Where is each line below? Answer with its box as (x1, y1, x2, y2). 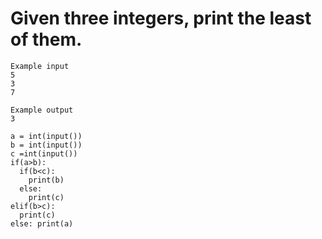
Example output (10, 105, 74, 115)
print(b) (28, 175, 65, 185)
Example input (10, 61, 70, 71)
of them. (10, 28, 83, 51)
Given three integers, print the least (10, 7, 312, 30)
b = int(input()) (10, 140, 83, 150)
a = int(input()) (10, 131, 83, 141)
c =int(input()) (10, 148, 78, 159)
